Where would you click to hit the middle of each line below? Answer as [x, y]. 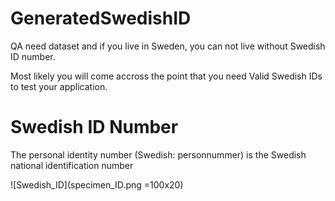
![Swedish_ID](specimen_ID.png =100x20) [97, 184]
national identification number [72, 165]
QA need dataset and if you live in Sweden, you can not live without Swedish [168, 46]
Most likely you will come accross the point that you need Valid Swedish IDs [166, 76]
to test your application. [59, 86]
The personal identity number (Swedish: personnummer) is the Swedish [158, 154]
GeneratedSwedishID [101, 18]
